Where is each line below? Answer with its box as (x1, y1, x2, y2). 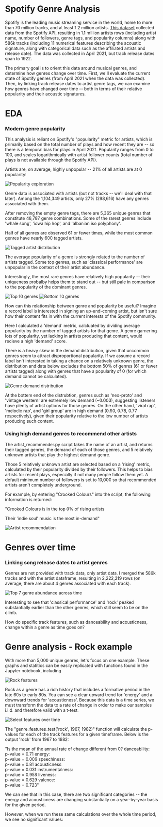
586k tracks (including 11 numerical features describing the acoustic (5, 40, 142, 46)
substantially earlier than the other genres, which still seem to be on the (5, 605, 148, 611)
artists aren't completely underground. (5, 482, 82, 487)
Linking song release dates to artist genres (5, 559, 108, 566)
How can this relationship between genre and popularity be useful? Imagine (5, 303, 156, 309)
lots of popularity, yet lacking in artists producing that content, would (5, 333, 143, 339)
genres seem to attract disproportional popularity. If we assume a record (5, 353, 150, 359)
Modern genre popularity (5, 126, 65, 132)
